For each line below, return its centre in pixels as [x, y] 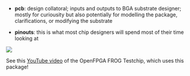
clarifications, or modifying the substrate [63, 21]
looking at [27, 38]
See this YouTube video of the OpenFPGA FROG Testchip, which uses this [95, 61]
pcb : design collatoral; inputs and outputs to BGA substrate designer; [98, 8]
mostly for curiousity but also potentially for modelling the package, [96, 15]
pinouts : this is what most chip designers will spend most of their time [99, 32]
